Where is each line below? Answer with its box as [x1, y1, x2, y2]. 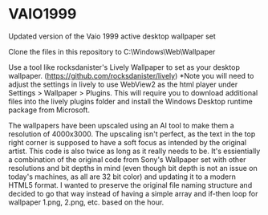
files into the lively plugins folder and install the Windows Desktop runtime [8, 96, 253, 106]
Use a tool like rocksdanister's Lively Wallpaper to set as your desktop [8, 62, 241, 72]
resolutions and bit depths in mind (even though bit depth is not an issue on [8, 163, 258, 172]
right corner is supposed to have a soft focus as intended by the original [8, 137, 247, 147]
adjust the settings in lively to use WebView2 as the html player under [8, 79, 238, 89]
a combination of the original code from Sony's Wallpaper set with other [8, 154, 246, 164]
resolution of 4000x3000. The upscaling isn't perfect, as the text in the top [8, 129, 256, 139]
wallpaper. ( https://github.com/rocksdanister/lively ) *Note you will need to [8, 71, 254, 80]
